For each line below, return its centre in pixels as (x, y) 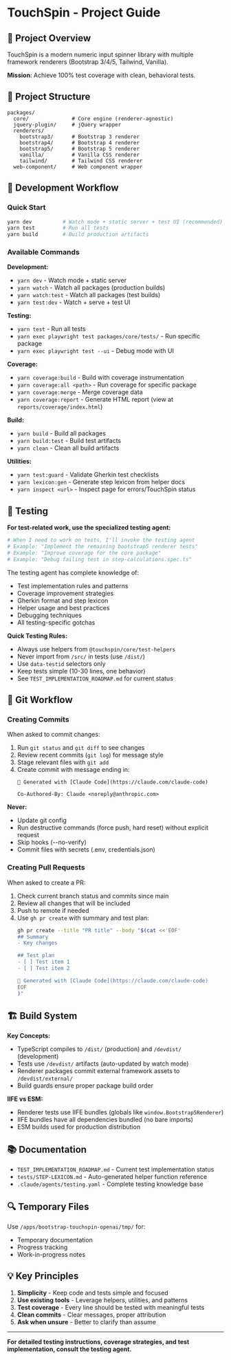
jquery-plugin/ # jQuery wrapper (67, 125)
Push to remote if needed (53, 910)
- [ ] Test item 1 (43, 962)
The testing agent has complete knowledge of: (73, 572)
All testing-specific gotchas (56, 622)
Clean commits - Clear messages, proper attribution (91, 1315)
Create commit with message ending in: (73, 770)
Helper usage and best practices (63, 607)
